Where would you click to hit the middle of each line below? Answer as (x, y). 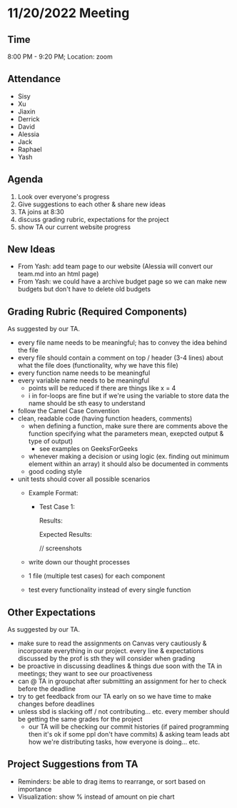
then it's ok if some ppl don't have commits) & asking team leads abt (129, 734)
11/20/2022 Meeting (69, 13)
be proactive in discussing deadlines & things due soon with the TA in (120, 666)
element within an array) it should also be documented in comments (128, 464)
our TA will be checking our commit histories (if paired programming (129, 727)
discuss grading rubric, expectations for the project (93, 219)
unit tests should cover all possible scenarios (84, 479)
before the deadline (47, 689)
